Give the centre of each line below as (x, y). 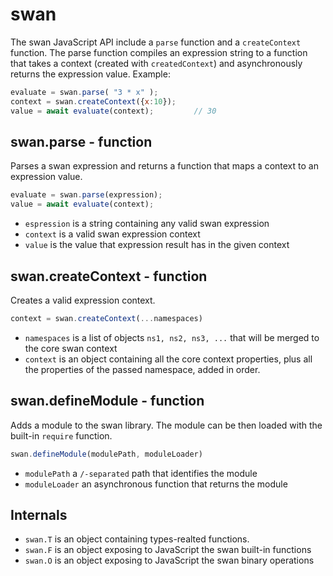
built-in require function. (61, 435)
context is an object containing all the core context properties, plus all (168, 359)
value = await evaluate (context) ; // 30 (113, 111)
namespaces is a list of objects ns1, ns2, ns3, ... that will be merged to (172, 337)
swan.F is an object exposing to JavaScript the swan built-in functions (168, 550)
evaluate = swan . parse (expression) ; (86, 195)
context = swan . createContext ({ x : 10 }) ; (93, 101)
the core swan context (71, 348)
